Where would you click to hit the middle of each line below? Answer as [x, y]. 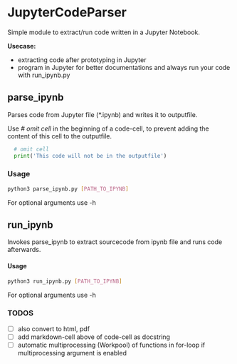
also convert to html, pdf [54, 328]
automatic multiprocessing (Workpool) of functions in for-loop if [111, 345]
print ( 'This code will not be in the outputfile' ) [90, 156]
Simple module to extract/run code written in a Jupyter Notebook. [104, 32]
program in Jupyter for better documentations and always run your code [124, 67]
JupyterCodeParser [67, 12]
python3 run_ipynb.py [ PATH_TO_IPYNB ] [65, 281]
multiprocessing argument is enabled [72, 353]
